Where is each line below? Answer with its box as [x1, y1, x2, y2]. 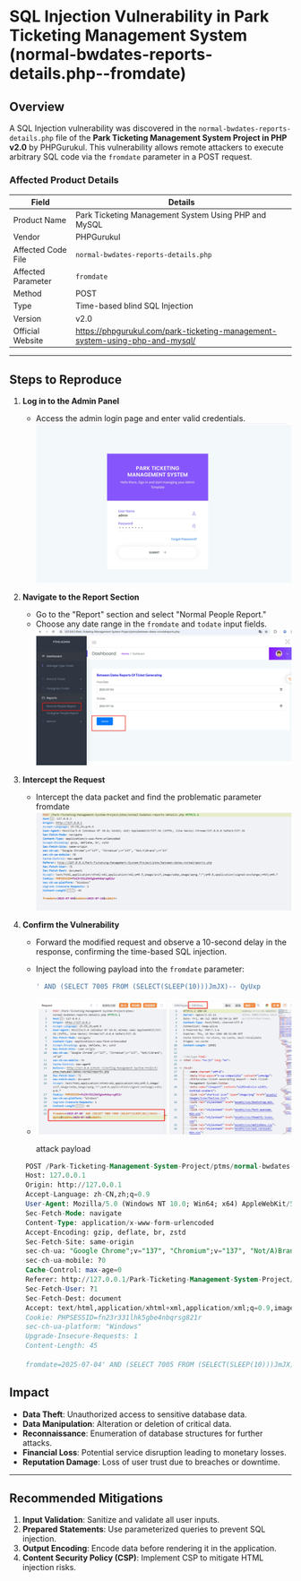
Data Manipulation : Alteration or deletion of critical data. [21, 1418, 232, 1429]
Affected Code [13, 244, 67, 255]
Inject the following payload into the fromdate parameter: [35, 963, 245, 974]
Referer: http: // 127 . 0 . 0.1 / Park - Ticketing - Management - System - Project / [25, 1275, 295, 1284]
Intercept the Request [21, 773, 106, 785]
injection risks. [21, 1562, 76, 1573]
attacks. [21, 1437, 52, 1448]
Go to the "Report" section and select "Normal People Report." [35, 609, 267, 620]
